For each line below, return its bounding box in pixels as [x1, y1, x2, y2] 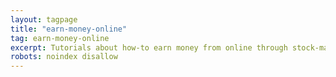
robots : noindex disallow [10, 52, 118, 62]
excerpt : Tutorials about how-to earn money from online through [10, 42, 288, 53]
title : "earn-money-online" [10, 24, 128, 34]
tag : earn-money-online [10, 33, 110, 43]
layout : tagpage [10, 14, 78, 25]
